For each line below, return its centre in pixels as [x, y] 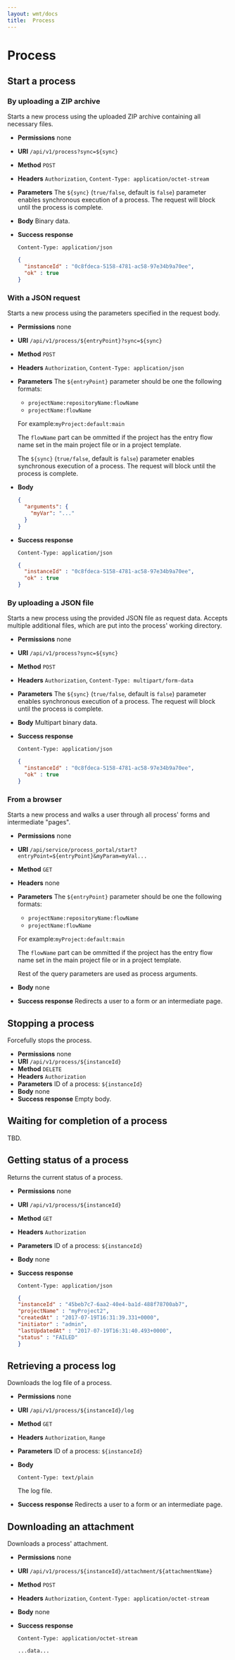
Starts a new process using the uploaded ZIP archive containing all [104, 116]
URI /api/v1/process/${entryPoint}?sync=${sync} [90, 341]
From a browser [34, 799]
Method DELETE [39, 1068]
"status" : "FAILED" [47, 1337]
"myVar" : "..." [53, 513]
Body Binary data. [44, 221]
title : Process [31, 20]
